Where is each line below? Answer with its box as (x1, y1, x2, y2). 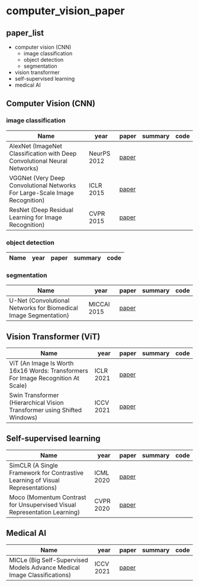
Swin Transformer (9, 391, 59, 399)
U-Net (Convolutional (9, 296, 70, 305)
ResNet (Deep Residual (9, 206, 74, 214)
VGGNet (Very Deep (9, 173, 65, 182)
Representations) (9, 483, 57, 491)
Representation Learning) (9, 508, 80, 516)
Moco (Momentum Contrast (9, 493, 86, 501)
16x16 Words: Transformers (9, 367, 89, 375)
